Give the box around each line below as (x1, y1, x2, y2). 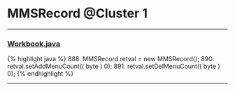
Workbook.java (7, 39, 61, 49)
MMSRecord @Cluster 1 (7, 6, 148, 22)
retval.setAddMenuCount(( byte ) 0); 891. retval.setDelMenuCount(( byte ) (7, 62, 220, 71)
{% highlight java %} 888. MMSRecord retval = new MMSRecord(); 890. (7, 55, 215, 63)
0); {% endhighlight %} (7, 69, 74, 78)
